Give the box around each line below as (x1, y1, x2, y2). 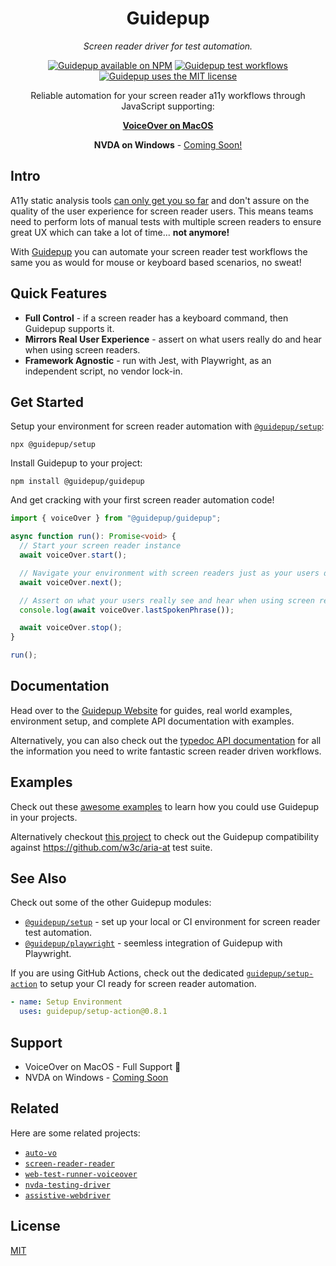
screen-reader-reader (24, 1158, 115, 1169)
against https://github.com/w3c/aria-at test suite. (10, 841, 213, 853)
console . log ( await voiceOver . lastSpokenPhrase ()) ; (19, 605, 235, 615)
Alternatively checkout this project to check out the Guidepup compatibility (10, 830, 319, 842)
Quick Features (10, 285, 108, 302)
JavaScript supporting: (121, 100, 215, 112)
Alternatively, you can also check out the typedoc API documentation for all (10, 734, 322, 746)
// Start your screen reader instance (19, 541, 182, 551)
